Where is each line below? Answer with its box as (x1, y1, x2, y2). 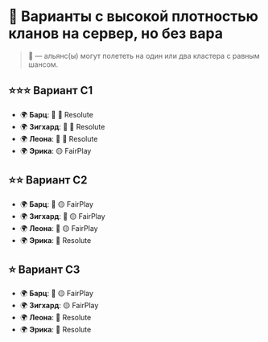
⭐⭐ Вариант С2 (8, 173, 88, 187)
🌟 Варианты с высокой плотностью (8, 7, 259, 26)
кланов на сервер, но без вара (8, 24, 224, 43)
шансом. (27, 60, 59, 69)
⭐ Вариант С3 (8, 262, 80, 276)
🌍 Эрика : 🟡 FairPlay (19, 146, 92, 155)
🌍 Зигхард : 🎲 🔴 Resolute (19, 122, 105, 131)
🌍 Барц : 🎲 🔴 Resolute (19, 109, 94, 119)
